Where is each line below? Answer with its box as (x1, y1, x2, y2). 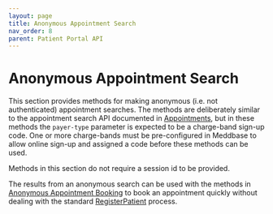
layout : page (8, 11, 53, 20)
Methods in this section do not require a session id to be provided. (8, 164, 230, 173)
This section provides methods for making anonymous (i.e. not (8, 96, 218, 106)
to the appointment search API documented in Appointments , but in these (8, 113, 254, 123)
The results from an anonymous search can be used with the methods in (8, 179, 252, 189)
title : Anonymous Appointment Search (8, 19, 136, 28)
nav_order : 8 (8, 27, 53, 35)
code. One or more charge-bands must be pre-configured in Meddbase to (8, 131, 258, 140)
